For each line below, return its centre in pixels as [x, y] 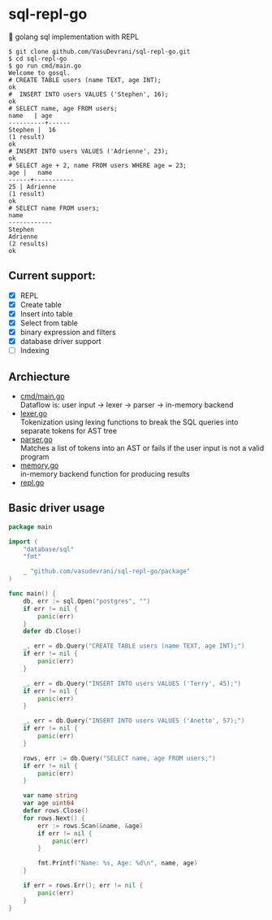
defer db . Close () [52, 631]
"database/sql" [49, 549]
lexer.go [33, 413]
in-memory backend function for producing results [105, 474]
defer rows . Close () [56, 811]
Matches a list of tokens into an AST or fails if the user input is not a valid [142, 448]
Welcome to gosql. [39, 73]
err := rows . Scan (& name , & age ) [91, 826]
